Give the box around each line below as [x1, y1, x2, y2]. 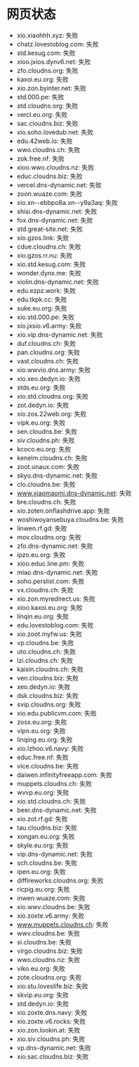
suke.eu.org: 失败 [16, 304, 67, 312]
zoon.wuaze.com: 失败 [16, 189, 83, 198]
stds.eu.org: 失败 [16, 383, 66, 392]
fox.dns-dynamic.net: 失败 [16, 216, 93, 224]
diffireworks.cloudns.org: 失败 [16, 876, 104, 885]
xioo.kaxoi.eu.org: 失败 [16, 603, 83, 611]
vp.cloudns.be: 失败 [16, 638, 74, 647]
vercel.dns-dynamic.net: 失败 [16, 180, 102, 189]
